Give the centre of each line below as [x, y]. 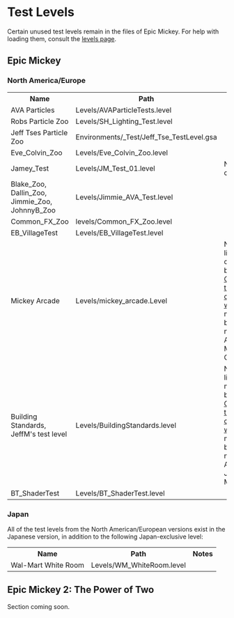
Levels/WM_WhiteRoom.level [139, 565]
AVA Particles [33, 110]
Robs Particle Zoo [40, 121]
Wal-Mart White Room [48, 565]
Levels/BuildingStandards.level [126, 425]
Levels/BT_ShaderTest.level [120, 493]
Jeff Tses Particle [39, 132]
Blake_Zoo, [29, 184]
